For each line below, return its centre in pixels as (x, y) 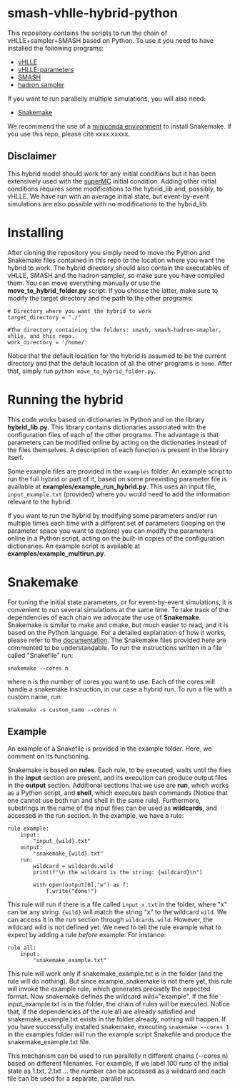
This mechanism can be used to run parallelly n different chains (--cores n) (118, 1056)
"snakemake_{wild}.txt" (68, 854)
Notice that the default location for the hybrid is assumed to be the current (117, 356)
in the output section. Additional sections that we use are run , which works (118, 785)
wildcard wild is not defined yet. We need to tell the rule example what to (114, 927)
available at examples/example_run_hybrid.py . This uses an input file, (112, 486)
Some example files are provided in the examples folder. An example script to (120, 471)
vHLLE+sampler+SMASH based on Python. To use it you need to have (111, 40)
